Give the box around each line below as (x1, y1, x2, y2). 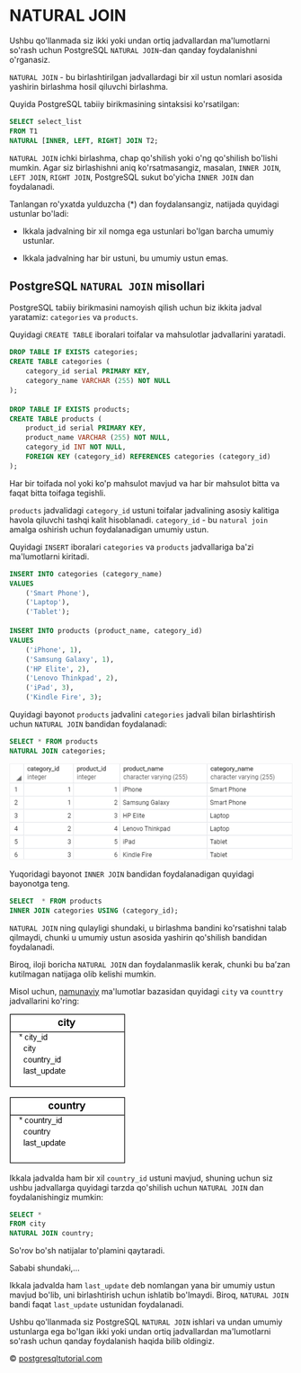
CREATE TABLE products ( (9, 415, 102, 423)
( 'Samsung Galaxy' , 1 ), (25, 655, 115, 664)
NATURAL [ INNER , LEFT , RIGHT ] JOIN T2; (9, 136, 159, 145)
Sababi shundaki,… (9, 1262, 81, 1273)
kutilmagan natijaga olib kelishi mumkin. (9, 968, 157, 979)
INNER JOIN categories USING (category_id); (9, 905, 179, 915)
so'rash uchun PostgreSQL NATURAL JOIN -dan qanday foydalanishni (9, 44, 258, 55)
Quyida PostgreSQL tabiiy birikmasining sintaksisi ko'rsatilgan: (9, 98, 240, 109)
